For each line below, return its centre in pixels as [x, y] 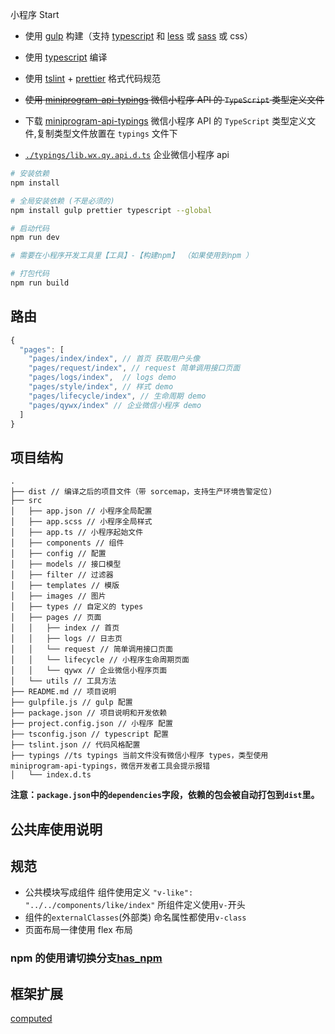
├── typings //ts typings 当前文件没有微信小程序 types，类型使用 [139, 756]
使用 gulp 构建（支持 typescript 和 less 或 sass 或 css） [139, 36]
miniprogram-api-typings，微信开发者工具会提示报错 [110, 766]
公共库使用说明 [56, 829]
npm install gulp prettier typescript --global [111, 210]
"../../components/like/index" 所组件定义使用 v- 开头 [135, 905]
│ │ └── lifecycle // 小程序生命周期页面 [100, 660]
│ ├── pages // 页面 [56, 618]
